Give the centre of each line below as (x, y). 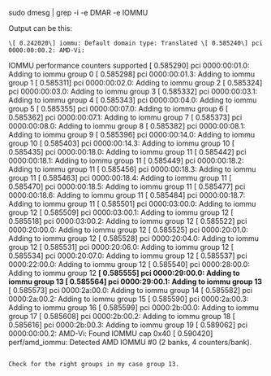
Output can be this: (41, 28)
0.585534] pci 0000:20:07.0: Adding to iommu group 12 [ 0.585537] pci (128, 256)
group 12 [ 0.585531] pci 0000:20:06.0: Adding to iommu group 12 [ (121, 247)
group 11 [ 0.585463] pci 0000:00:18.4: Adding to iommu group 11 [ (120, 178)
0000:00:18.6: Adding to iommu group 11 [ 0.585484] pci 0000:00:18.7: (127, 195)
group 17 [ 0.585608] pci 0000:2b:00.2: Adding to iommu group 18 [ (122, 316)
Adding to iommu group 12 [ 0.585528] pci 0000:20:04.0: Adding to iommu (134, 238)
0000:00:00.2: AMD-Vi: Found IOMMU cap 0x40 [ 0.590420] (111, 333)
